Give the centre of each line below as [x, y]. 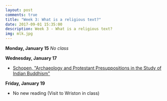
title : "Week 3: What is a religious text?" [53, 19]
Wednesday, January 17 [31, 58]
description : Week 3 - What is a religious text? [59, 29]
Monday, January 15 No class [37, 48]
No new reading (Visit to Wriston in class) [56, 93]
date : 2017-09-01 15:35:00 [34, 24]
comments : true [21, 15]
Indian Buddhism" [31, 73]
